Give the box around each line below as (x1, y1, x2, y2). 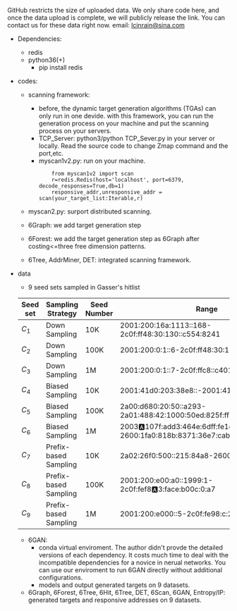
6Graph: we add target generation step (28, 221, 142, 229)
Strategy (47, 309, 78, 318)
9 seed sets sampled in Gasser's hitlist (28, 283, 140, 291)
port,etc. (38, 149, 64, 157)
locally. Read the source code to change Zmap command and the (38, 142, 229, 150)
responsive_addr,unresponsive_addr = (51, 189, 162, 196)
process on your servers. (38, 127, 111, 135)
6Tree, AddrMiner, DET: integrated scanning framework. (28, 256, 192, 264)
